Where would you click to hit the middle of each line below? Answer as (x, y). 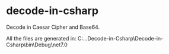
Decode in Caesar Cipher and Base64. (53, 27)
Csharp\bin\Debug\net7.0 (37, 45)
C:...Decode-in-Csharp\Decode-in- (120, 38)
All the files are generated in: (41, 38)
